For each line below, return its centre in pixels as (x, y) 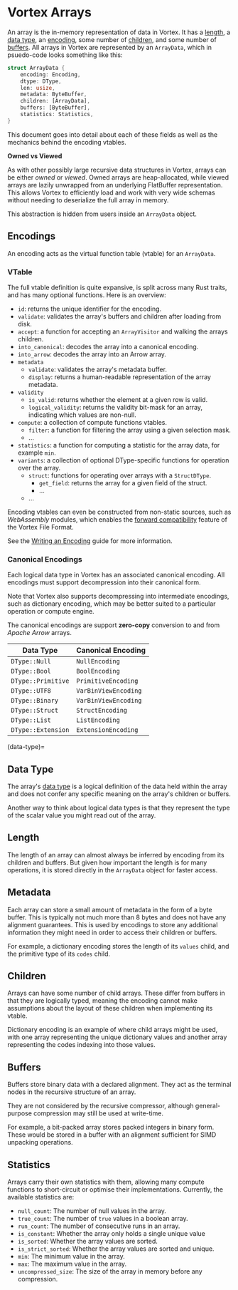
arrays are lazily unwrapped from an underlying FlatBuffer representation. (115, 185)
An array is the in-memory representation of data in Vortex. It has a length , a (119, 32)
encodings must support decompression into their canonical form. (104, 582)
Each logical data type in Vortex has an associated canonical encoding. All (116, 575)
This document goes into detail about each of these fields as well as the (113, 134)
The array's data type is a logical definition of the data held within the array (117, 786)
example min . (37, 453)
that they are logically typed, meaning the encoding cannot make (102, 1001)
